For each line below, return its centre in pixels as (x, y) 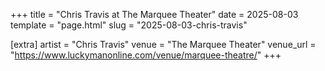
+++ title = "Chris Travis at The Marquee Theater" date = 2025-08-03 (154, 14)
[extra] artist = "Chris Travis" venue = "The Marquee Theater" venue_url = (163, 44)
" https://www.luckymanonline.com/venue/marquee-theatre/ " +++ (146, 55)
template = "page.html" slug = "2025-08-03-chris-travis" (129, 25)
